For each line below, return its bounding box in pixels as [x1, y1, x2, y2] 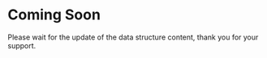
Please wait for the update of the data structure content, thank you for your [7, 32, 259, 42]
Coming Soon [7, 6, 101, 24]
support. [7, 40, 37, 50]
